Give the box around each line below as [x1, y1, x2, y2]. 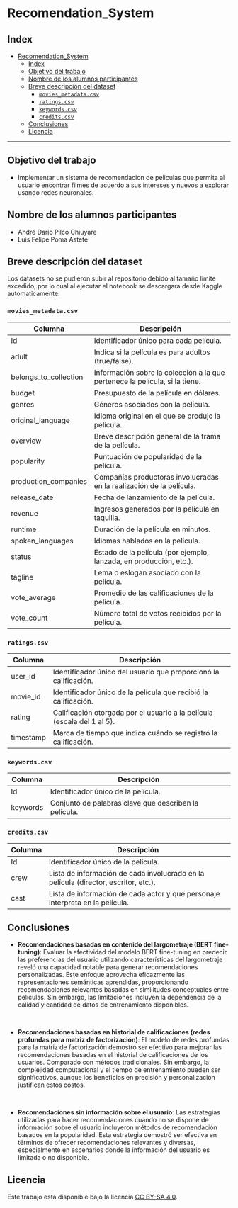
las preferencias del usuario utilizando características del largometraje [17, 955, 223, 964]
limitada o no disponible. [17, 1153, 90, 1162]
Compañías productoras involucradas [93, 472, 220, 482]
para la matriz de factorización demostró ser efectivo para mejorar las [17, 1043, 222, 1051]
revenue [11, 508, 39, 518]
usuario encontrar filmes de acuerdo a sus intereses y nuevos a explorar [17, 181, 229, 189]
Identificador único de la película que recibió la [52, 687, 209, 697]
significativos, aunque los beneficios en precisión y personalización [17, 1073, 216, 1082]
